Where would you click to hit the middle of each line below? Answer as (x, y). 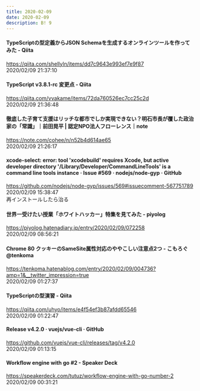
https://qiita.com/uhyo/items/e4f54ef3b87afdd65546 (71, 309)
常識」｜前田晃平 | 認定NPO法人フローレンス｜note (85, 127)
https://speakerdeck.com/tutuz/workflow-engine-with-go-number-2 (90, 376)
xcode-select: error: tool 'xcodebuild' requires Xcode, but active (87, 160)
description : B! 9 (29, 23)
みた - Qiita (20, 50)
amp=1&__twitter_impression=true (48, 275)
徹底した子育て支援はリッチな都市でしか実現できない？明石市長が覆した (95, 119)
